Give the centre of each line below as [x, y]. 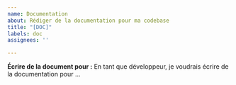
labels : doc [25, 34]
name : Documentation [38, 14]
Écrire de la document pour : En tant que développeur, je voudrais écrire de [118, 67]
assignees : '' [28, 40]
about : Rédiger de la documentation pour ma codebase [89, 21]
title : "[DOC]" [30, 27]
